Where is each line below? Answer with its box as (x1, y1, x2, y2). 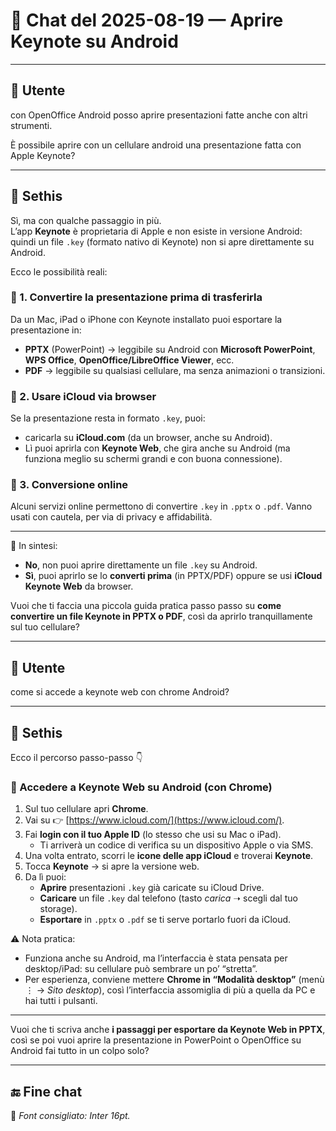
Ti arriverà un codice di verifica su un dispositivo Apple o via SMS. (39, 839, 314, 851)
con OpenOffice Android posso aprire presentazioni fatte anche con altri (10, 109, 308, 121)
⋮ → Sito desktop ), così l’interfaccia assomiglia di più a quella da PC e (24, 984, 316, 996)
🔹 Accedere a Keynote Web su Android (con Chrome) (10, 780, 273, 794)
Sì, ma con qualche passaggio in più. (10, 214, 162, 226)
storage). (39, 903, 78, 915)
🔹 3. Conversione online (10, 478, 129, 492)
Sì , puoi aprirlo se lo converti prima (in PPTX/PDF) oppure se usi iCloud (24, 570, 323, 582)
